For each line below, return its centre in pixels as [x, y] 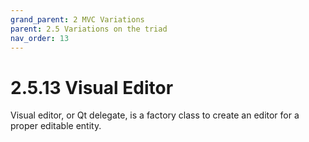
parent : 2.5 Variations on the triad [89, 29]
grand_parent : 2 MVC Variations [77, 19]
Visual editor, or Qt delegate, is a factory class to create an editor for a [155, 115]
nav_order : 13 [40, 38]
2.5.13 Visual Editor [92, 87]
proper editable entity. [56, 126]
